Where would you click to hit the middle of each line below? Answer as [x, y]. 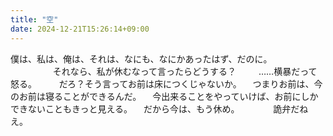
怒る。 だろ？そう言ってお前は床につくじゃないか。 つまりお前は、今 [166, 83]
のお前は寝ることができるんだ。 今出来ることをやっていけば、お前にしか [164, 96]
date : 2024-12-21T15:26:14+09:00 [80, 29]
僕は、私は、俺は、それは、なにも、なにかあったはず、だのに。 [141, 58]
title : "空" [34, 19]
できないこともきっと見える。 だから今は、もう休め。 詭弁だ [155, 108]
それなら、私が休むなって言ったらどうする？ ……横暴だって [185, 71]
